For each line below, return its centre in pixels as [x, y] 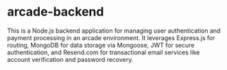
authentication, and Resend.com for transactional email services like [104, 52]
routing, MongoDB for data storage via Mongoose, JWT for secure [101, 45]
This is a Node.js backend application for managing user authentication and [114, 31]
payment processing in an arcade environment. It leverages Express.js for [111, 37]
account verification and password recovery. [70, 59]
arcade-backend [56, 12]
